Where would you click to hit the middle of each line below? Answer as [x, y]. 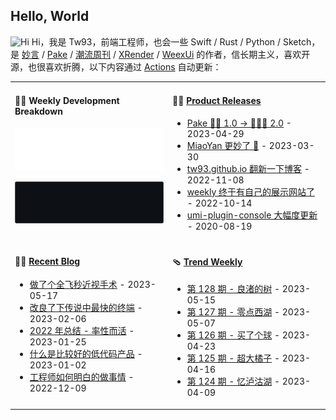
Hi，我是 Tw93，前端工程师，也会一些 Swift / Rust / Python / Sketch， [176, 41]
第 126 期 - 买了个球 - [233, 335]
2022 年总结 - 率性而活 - [82, 331]
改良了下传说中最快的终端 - [86, 308]
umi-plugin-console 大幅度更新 [252, 215]
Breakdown [38, 111]
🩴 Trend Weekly [207, 261]
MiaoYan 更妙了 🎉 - [227, 145]
